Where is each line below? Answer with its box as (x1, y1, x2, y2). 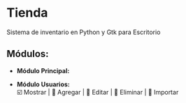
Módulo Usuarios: (16, 80, 71, 88)
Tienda (6, 5, 48, 21)
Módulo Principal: (16, 66, 70, 74)
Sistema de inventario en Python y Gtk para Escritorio (6, 28, 161, 36)
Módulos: (6, 48, 50, 60)
